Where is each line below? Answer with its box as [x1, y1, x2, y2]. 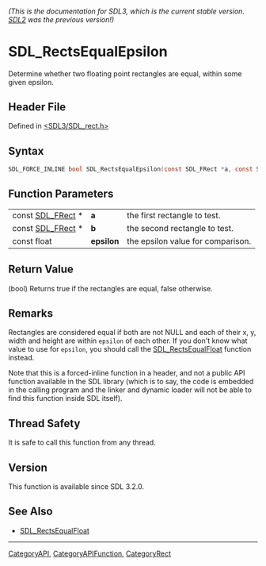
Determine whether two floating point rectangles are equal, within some [8, 68, 242, 79]
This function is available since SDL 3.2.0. [8, 482, 145, 491]
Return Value [8, 263, 74, 276]
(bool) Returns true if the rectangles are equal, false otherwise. [8, 283, 214, 293]
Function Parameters [8, 187, 114, 201]
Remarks [8, 306, 54, 321]
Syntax [8, 144, 44, 158]
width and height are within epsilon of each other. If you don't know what [8, 336, 248, 345]
